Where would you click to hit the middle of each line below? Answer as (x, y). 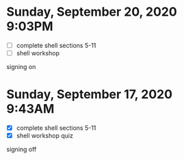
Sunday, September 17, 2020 (89, 95)
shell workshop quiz (44, 136)
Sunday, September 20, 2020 (92, 12)
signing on (21, 67)
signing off (22, 149)
